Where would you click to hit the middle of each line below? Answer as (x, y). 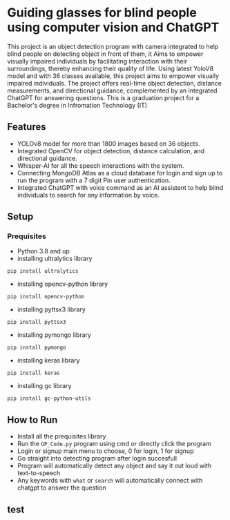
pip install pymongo (37, 348)
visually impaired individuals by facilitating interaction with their (97, 61)
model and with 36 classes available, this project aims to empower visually (113, 76)
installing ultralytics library (55, 259)
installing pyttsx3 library (51, 309)
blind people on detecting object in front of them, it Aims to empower (105, 54)
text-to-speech (39, 473)
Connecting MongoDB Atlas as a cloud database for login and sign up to (120, 173)
